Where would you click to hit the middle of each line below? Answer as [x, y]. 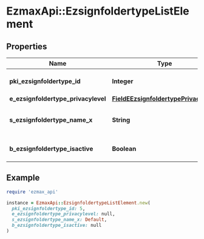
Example [23, 178]
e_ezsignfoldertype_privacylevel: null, [63, 214]
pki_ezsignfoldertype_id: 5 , [49, 208]
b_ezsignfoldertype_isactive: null [57, 226]
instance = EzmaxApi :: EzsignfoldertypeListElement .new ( [78, 203]
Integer [123, 81]
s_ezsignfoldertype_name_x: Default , [59, 220]
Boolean [124, 149]
